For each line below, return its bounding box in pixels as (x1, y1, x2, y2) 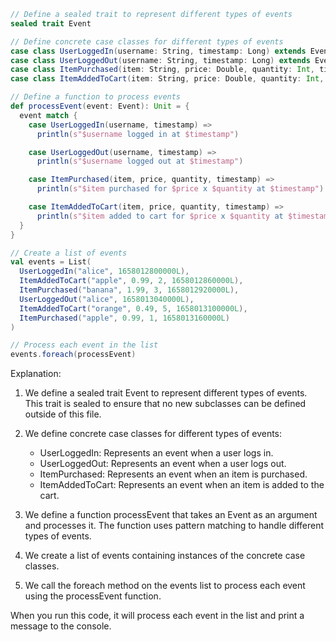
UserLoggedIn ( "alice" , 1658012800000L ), (19, 266, 190, 277)
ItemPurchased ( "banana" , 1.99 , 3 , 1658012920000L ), (19, 285, 240, 295)
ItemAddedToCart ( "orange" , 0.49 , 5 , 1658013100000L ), (19, 303, 248, 314)
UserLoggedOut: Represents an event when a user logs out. (39, 458, 287, 470)
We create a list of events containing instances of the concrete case (24, 550, 306, 562)
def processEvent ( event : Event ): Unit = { (10, 101, 190, 111)
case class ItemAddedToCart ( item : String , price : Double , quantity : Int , (10, 74, 325, 84)
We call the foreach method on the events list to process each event (24, 580, 306, 592)
